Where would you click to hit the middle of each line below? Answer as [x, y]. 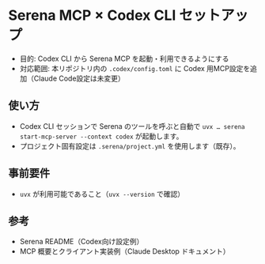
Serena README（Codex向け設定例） [81, 242]
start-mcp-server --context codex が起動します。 [101, 136]
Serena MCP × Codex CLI [92, 15]
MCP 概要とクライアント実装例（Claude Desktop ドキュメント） [125, 251]
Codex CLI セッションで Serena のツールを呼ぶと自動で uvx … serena [132, 126]
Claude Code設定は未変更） [79, 78]
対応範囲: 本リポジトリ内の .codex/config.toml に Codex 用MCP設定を [135, 68]
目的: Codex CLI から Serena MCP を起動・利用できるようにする [124, 58]
